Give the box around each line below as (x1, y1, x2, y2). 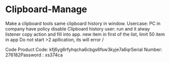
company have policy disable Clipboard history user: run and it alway (5, 25, 150, 32)
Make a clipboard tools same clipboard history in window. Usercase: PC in (5, 20, 161, 26)
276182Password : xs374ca (5, 52, 63, 58)
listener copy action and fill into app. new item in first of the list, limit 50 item (5, 31, 165, 37)
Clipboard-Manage (5, 4, 88, 15)
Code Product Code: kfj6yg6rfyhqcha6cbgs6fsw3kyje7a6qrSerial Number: (5, 46, 163, 52)
